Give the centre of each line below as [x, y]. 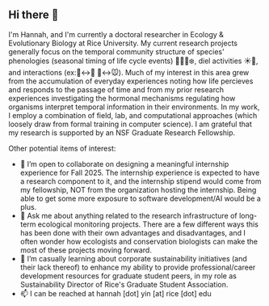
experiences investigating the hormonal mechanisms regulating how [122, 98]
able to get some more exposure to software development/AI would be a [140, 198]
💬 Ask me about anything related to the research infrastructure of [128, 215]
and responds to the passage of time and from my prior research [116, 89]
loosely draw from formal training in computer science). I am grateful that [130, 124]
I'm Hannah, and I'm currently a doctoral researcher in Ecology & [116, 34]
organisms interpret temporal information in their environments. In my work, [134, 107]
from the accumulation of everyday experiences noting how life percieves [131, 81]
